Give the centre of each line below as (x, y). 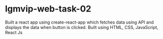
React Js (14, 32)
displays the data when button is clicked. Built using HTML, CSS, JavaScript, (82, 27)
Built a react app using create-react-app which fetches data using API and (80, 22)
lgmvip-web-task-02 (48, 9)
